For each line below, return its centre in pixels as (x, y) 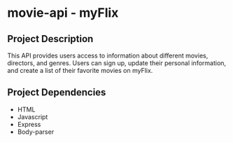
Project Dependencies (57, 93)
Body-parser (36, 132)
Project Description (50, 39)
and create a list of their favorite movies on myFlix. (80, 70)
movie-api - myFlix (63, 13)
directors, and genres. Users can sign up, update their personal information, (116, 63)
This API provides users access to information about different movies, (108, 55)
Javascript (33, 116)
